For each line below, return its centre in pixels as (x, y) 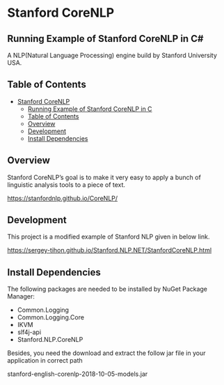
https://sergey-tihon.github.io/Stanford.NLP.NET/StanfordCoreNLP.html (110, 250)
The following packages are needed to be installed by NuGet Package (107, 289)
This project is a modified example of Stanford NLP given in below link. (109, 237)
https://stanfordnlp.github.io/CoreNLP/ (63, 198)
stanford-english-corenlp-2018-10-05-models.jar (78, 374)
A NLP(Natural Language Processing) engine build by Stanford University (112, 55)
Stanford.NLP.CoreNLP (50, 340)
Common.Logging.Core (51, 317)
